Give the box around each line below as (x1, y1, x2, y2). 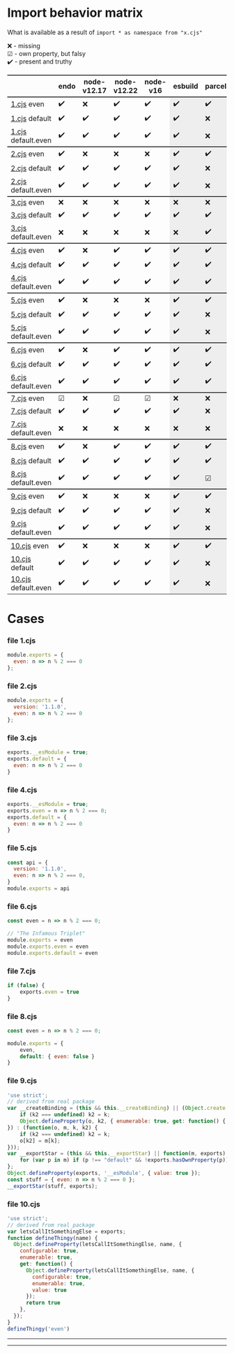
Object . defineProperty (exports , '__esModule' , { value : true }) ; (7, 1170, 201, 1177)
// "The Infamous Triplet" (7, 930, 86, 937)
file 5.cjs (7, 843, 37, 853)
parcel (205, 81, 227, 91)
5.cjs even (10, 295, 45, 305)
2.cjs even (10, 149, 45, 159)
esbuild (173, 81, 198, 91)
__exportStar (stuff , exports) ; (7, 1183, 98, 1190)
